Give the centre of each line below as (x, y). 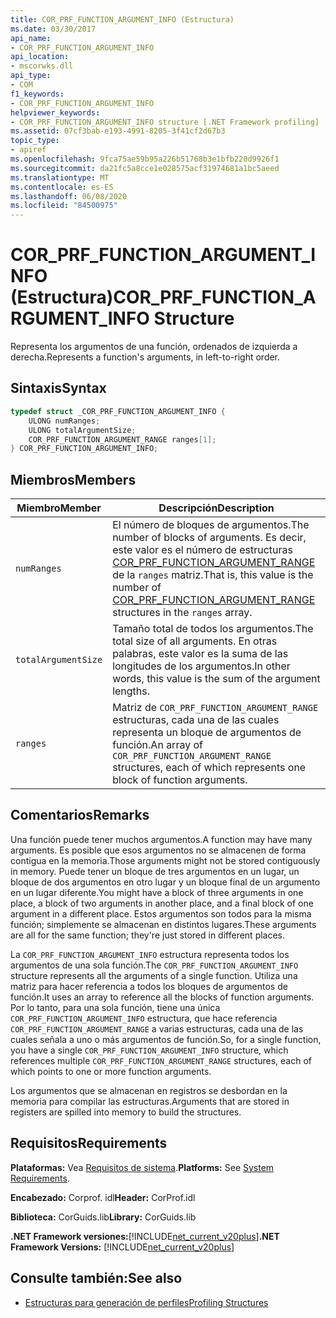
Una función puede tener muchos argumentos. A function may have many (161, 839)
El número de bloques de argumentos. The (211, 525)
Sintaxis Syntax (58, 388)
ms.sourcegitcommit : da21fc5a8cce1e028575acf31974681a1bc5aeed (145, 168)
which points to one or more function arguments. (111, 1071)
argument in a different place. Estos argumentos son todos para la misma (161, 913)
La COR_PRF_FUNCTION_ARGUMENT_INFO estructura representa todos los (150, 954)
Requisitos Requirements (89, 1143)
